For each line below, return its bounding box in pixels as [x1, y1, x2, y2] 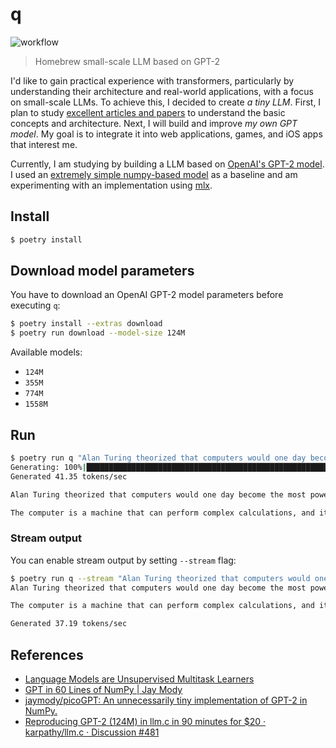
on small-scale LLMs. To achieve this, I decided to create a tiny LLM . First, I [10, 96, 322, 108]
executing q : [10, 299, 61, 312]
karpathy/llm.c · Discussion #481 [24, 726, 160, 738]
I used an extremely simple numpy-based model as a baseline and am [10, 168, 298, 180]
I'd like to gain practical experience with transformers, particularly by [10, 74, 295, 87]
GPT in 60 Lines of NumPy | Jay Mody [24, 683, 183, 695]
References [10, 646, 84, 663]
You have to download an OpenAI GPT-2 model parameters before [10, 289, 284, 301]
